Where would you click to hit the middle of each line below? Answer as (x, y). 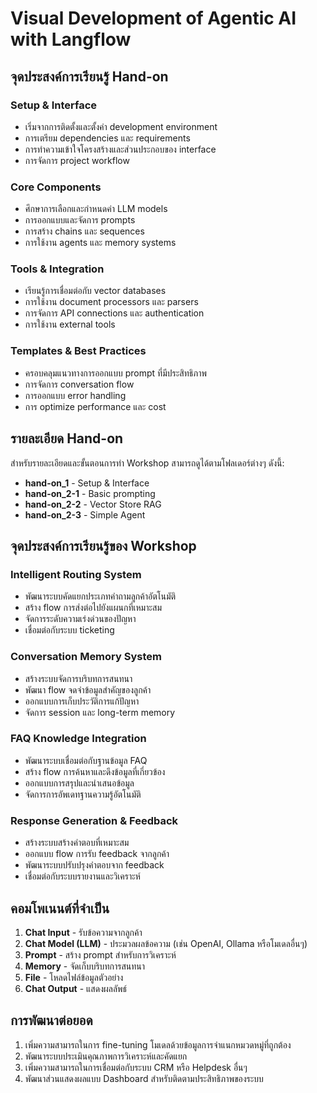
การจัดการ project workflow (77, 160)
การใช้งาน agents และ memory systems (100, 243)
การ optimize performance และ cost (95, 406)
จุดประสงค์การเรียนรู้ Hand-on (89, 76)
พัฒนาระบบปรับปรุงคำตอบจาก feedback (94, 865)
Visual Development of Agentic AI (153, 18)
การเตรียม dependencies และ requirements (107, 138)
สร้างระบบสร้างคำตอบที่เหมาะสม (77, 843)
